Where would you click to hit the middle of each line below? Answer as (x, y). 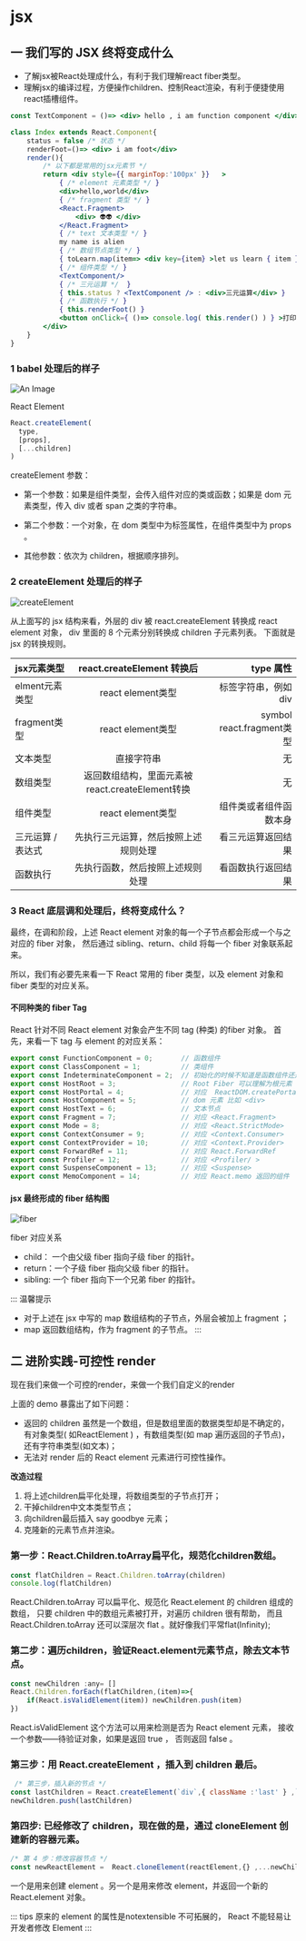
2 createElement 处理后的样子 (77, 581)
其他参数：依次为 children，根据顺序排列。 (104, 556)
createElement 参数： (50, 475)
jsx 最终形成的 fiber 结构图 (60, 1198)
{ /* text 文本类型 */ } (103, 233)
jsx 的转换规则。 (41, 643)
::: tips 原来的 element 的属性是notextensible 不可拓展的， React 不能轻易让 (151, 1916)
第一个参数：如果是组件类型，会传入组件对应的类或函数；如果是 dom (152, 495)
